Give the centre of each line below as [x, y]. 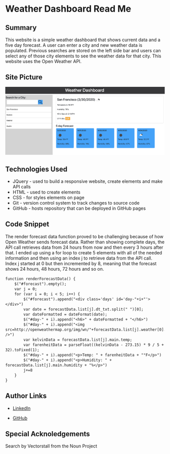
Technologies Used [36, 169]
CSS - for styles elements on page [48, 197]
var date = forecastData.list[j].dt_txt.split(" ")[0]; [83, 309]
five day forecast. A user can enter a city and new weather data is [74, 45]
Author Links [26, 396]
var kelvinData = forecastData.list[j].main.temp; [78, 340]
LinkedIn [22, 408]
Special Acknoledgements [48, 434]
